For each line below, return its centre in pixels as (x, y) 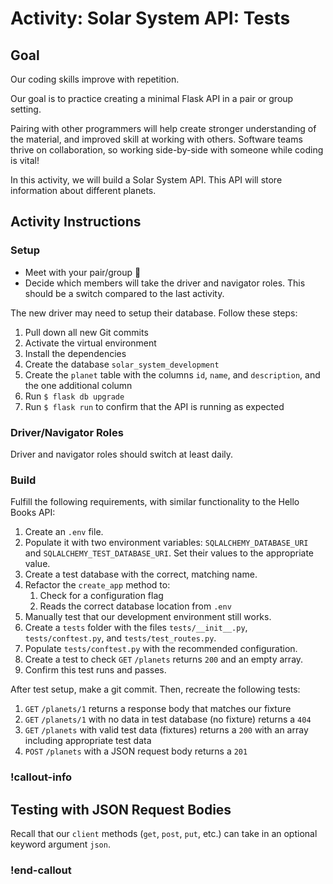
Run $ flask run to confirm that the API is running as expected (154, 406)
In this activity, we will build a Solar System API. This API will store (146, 180)
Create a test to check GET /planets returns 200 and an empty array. (164, 659)
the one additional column (78, 385)
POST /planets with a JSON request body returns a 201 (136, 751)
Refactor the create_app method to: (97, 585)
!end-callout (41, 870)
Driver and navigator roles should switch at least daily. (122, 454)
